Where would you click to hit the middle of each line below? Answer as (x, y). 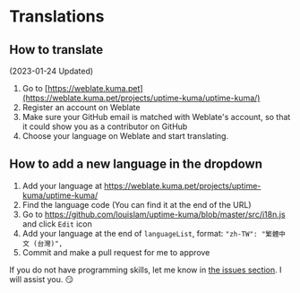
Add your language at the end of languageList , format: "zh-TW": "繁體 (150, 233)
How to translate (56, 50)
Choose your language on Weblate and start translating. (125, 136)
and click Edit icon (57, 224)
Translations (57, 17)
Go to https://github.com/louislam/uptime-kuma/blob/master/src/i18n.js (154, 214)
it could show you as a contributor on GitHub (105, 126)
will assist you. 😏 (42, 279)
